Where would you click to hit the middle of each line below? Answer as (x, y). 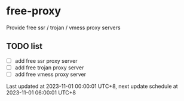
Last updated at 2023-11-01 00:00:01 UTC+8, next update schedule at (92, 86)
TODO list (24, 46)
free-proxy (34, 11)
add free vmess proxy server (50, 74)
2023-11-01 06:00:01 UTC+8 (41, 92)
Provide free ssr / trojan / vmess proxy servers (63, 27)
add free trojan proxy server (49, 68)
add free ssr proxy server (46, 60)
